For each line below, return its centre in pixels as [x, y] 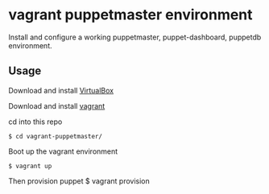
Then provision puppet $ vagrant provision [79, 181]
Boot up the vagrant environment [63, 151]
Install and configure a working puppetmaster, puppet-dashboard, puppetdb [135, 37]
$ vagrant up [30, 166]
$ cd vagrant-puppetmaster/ [56, 136]
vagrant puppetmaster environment [130, 15]
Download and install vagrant [57, 105]
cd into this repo [35, 122]
